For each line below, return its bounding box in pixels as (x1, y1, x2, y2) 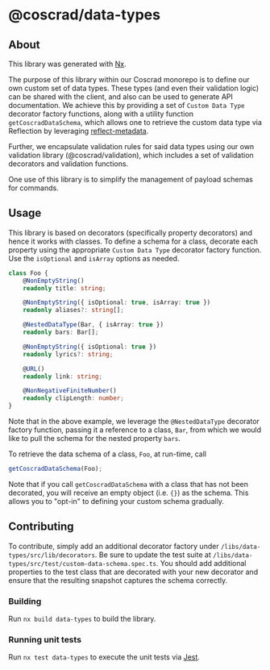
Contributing (8, 520, 74, 534)
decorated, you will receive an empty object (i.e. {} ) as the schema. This (8, 488, 249, 497)
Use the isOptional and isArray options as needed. (8, 253, 180, 263)
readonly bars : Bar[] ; (23, 328, 99, 336)
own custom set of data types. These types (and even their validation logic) (8, 83, 260, 93)
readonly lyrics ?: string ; (23, 350, 114, 358)
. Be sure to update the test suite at (94, 550, 211, 560)
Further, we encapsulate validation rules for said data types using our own (8, 142, 255, 151)
